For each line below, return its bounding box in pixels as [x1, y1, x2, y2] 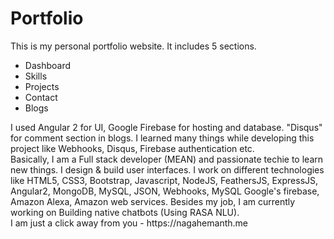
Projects [24, 80, 60, 92]
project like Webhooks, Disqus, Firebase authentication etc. [10, 142, 255, 154]
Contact [24, 91, 58, 103]
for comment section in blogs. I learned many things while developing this [10, 132, 315, 144]
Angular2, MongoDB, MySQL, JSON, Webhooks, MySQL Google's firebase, [10, 185, 320, 197]
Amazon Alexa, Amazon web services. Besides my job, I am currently [10, 195, 296, 207]
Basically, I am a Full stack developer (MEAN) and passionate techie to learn [10, 153, 324, 165]
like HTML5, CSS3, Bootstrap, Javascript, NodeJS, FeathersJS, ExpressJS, [10, 174, 319, 186]
